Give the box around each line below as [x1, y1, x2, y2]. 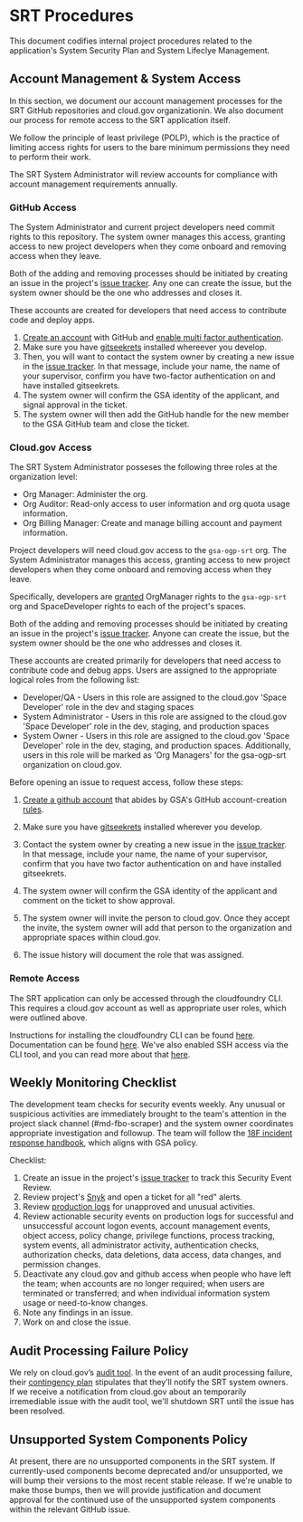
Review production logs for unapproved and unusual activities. [22, 1201, 256, 1212]
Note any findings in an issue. [22, 1307, 134, 1318]
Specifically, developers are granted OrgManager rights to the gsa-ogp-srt [9, 591, 288, 602]
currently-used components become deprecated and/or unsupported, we [9, 1466, 283, 1477]
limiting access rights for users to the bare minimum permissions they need [9, 141, 290, 152]
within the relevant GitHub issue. [9, 1504, 131, 1515]
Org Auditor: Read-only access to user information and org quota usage [22, 499, 291, 510]
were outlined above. [9, 1011, 88, 1023]
